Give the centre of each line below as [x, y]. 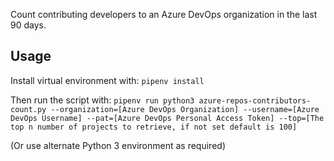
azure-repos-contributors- [255, 100]
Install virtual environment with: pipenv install [107, 80]
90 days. [28, 25]
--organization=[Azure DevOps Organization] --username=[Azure [185, 109]
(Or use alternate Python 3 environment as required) [118, 145]
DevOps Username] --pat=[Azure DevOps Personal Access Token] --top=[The [167, 118]
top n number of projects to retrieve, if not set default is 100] [154, 127]
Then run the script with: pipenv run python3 [102, 100]
